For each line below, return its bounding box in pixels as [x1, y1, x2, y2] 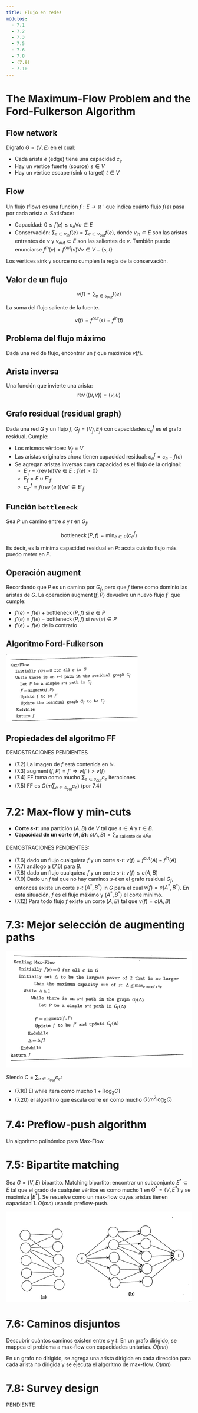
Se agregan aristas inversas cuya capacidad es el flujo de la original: [14, 460, 181, 467]
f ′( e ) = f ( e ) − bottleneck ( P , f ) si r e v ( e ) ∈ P [14, 615, 117, 622]
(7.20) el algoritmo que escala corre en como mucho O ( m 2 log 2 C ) [14, 1095, 173, 1105]
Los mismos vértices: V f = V [14, 444, 84, 453]
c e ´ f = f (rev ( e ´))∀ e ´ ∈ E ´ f [23, 482, 84, 492]
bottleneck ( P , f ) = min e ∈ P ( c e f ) [61, 530, 137, 540]
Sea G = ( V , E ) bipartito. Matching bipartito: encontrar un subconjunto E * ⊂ [6, 1177, 188, 1186]
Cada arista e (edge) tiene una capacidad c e [14, 155, 123, 164]
